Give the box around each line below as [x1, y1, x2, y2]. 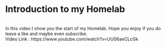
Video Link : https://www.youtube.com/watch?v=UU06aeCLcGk [5, 36, 139, 42]
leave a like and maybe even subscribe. [5, 30, 88, 36]
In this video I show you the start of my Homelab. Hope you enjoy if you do [5, 25, 161, 31]
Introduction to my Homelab [5, 3, 126, 15]
